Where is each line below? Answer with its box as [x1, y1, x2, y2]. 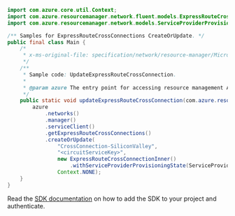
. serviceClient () [44, 123, 96, 130]
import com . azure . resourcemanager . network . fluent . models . [7, 13, 180, 20]
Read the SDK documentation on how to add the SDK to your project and [7, 194, 217, 203]
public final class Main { [7, 38, 86, 45]
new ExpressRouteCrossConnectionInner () [57, 156, 177, 163]
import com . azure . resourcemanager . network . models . [7, 20, 158, 27]
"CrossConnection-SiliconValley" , [57, 143, 158, 150]
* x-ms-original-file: [22, 52, 90, 59]
